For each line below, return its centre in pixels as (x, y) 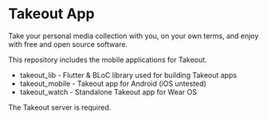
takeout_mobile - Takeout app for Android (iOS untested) (113, 83)
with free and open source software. (68, 44)
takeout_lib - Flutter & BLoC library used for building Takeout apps (128, 75)
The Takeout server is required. (60, 107)
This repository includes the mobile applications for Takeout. (108, 60)
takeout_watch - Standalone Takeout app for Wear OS (108, 91)
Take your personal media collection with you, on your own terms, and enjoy (133, 36)
